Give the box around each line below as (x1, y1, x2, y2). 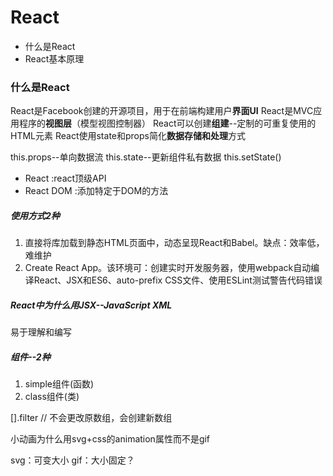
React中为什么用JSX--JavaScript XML (10, 299, 173, 311)
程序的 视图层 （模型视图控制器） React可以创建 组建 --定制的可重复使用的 (18, 117, 317, 130)
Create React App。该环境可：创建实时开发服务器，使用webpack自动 (24, 262, 312, 274)
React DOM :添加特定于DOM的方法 (24, 185, 169, 197)
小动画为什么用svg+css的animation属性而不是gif (10, 433, 211, 445)
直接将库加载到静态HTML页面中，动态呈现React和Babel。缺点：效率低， (24, 237, 325, 249)
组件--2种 (10, 351, 51, 363)
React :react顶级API (24, 172, 107, 185)
